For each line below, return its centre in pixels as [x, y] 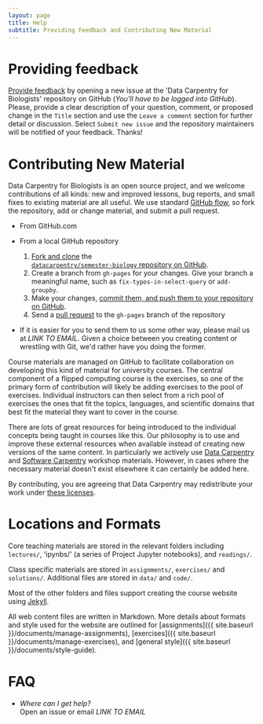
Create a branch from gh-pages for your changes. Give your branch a [142, 273]
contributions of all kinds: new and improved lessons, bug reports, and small [131, 194]
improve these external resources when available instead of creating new [127, 444]
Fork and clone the [62, 257]
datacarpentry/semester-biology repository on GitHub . [120, 265]
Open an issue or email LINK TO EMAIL [82, 712]
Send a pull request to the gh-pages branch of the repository [128, 315]
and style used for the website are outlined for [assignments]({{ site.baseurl [131, 625]
